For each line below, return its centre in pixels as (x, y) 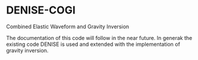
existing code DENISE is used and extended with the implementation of (93, 44)
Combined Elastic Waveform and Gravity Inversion (68, 26)
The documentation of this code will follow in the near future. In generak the (99, 38)
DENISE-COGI (41, 10)
